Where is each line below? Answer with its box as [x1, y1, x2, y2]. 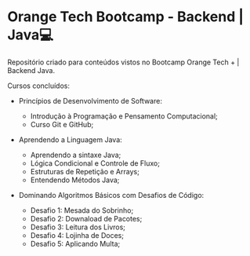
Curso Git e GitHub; [30, 119, 94, 129]
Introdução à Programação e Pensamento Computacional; [30, 111, 219, 121]
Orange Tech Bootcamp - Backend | [7, 8, 245, 26]
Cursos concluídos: [7, 81, 70, 90]
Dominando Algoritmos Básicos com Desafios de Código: [18, 190, 205, 199]
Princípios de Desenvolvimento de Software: [18, 96, 162, 105]
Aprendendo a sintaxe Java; [30, 150, 121, 159]
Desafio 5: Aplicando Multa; [30, 239, 121, 248]
